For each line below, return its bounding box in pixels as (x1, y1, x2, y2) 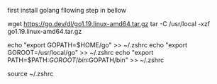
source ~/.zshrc (7, 70, 54, 78)
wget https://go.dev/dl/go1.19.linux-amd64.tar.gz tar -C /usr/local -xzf (7, 20, 211, 28)
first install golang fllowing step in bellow (7, 6, 127, 14)
